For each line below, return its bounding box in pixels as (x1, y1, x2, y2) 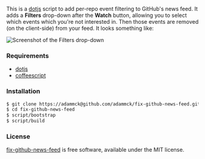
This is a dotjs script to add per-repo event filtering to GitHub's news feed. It (6, 5, 198, 12)
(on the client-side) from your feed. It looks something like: (6, 24, 154, 32)
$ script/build (6, 118, 45, 124)
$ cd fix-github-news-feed (6, 107, 75, 113)
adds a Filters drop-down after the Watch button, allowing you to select (6, 12, 187, 19)
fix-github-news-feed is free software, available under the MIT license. (6, 146, 185, 154)
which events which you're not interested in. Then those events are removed (6, 18, 199, 25)
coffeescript (15, 72, 46, 79)
